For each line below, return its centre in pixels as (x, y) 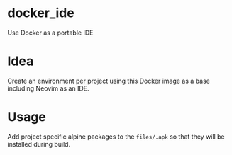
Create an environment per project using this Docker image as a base (109, 81)
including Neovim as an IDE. (48, 88)
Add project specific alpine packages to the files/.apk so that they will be (116, 137)
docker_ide (41, 13)
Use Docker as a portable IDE (50, 33)
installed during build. (39, 144)
